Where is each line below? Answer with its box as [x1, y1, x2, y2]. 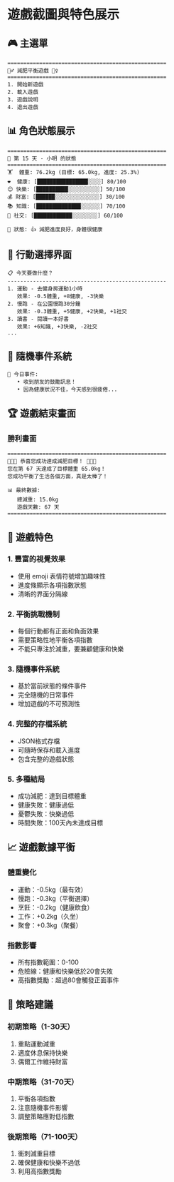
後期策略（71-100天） [7, 1131, 82, 1141]
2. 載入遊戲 [7, 88, 39, 96]
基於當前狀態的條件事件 [17, 682, 87, 691]
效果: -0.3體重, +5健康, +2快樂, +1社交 [16, 307, 128, 315]
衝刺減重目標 [17, 1149, 55, 1158]
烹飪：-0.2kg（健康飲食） [17, 903, 94, 912]
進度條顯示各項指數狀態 [17, 581, 87, 589]
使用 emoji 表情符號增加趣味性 [17, 571, 107, 580]
